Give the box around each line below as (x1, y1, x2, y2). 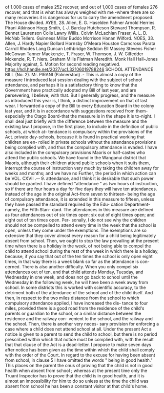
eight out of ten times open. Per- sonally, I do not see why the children (5, 217, 146, 223)
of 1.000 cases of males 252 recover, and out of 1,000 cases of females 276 (5, 4, 158, 10)
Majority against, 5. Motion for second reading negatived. (5, 61, 121, 67)
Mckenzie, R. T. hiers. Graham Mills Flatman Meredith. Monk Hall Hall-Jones (5, 56, 158, 62)
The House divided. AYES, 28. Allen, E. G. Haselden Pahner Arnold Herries (5, 20, 155, 25)
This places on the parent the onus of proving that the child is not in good (5, 363, 153, 368)
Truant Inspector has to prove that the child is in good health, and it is (5, 373, 145, 378)
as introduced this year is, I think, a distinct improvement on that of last (5, 98, 148, 103)
